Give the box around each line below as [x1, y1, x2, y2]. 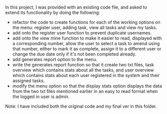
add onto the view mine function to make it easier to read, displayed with [12, 35, 162, 41]
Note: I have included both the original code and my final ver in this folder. [5, 103, 157, 109]
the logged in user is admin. [12, 93, 70, 99]
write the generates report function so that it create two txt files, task [12, 62, 155, 67]
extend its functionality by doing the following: [5, 9, 101, 15]
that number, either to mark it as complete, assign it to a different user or [12, 46, 162, 51]
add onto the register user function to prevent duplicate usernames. [12, 30, 152, 35]
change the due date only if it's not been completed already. [12, 51, 137, 57]
